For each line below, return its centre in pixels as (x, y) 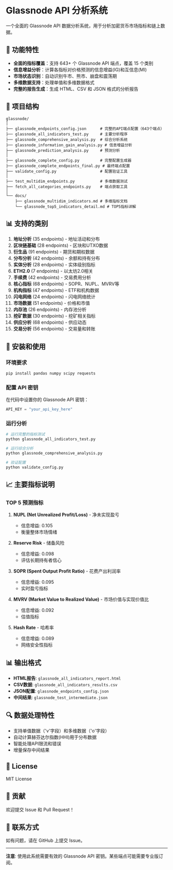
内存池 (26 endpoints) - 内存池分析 (50, 310)
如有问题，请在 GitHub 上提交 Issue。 (45, 841)
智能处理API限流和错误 (37, 743)
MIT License (19, 779)
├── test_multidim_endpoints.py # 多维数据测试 (67, 181)
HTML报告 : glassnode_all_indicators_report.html (67, 678)
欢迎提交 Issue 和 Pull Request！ (40, 809)
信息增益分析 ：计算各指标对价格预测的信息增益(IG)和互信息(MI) (80, 69)
